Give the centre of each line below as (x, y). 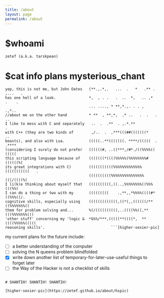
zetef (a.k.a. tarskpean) (32, 57)
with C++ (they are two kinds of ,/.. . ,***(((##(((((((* (77, 132)
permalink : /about (24, 19)
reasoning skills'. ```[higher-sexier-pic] (82, 228)
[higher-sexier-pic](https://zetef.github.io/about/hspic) (67, 291)
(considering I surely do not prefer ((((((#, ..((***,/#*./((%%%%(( (80, 150)
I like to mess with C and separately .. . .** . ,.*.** (70, 124)
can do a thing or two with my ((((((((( (59, 193)
